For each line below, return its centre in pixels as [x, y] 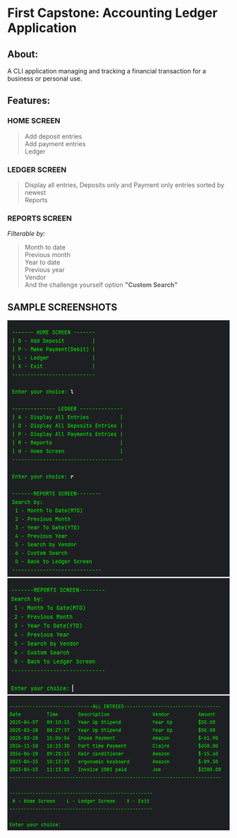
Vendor [35, 278]
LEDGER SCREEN [37, 170]
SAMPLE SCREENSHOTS [62, 307]
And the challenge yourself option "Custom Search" [101, 285]
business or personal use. [45, 78]
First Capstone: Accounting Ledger [113, 13]
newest [35, 192]
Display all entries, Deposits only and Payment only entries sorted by [124, 184]
